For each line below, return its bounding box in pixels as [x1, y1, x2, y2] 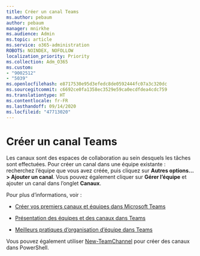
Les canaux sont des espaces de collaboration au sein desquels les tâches [6, 154, 191, 161]
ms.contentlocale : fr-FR [6, 97, 68, 103]
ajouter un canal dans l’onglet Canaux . [6, 180, 102, 187]
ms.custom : [6, 64, 34, 71]
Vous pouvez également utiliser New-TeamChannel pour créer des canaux [6, 237, 190, 245]
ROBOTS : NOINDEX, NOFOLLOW [6, 48, 74, 54]
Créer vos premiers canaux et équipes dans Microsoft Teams [14, 203, 166, 210]
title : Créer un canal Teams [6, 8, 79, 15]
